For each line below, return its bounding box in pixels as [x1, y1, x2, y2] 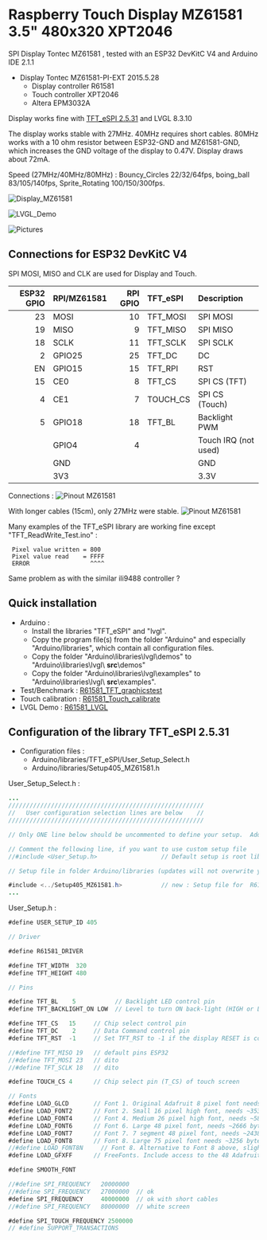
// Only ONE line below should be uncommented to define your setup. [8, 831, 244, 839]
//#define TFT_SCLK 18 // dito [8, 1063, 119, 1072]
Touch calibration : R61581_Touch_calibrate [19, 694, 161, 703]
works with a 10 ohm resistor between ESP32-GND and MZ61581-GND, [8, 137, 241, 147]
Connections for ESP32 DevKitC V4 [8, 248, 188, 261]
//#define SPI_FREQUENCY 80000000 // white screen [8, 1203, 191, 1211]
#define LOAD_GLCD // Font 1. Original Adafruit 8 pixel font [8, 1100, 240, 1108]
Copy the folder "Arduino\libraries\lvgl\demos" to [31, 651, 192, 661]
